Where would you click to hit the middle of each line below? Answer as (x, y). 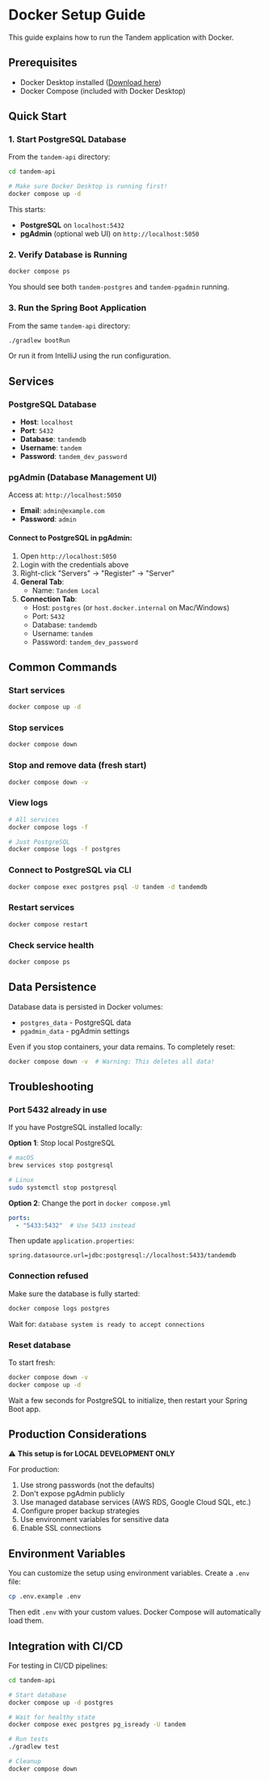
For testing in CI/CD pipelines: (58, 1665)
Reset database (40, 1345)
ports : (19, 1218)
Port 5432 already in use (58, 1109)
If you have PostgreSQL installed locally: (76, 1128)
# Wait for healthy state (52, 1717)
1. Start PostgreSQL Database (67, 139)
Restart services (42, 908)
